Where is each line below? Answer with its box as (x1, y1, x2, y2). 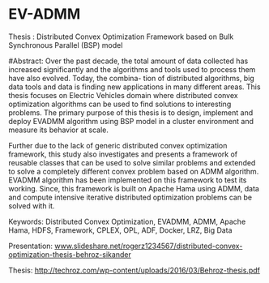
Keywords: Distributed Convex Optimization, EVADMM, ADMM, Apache (8, 217, 246, 226)
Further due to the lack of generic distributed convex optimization (8, 140, 228, 150)
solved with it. (8, 200, 55, 211)
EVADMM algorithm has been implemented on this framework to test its (8, 175, 247, 185)
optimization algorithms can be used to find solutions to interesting (8, 99, 232, 109)
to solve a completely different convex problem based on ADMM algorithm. (8, 166, 259, 176)
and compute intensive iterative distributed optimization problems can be (8, 192, 253, 202)
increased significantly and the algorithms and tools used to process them (8, 64, 256, 74)
